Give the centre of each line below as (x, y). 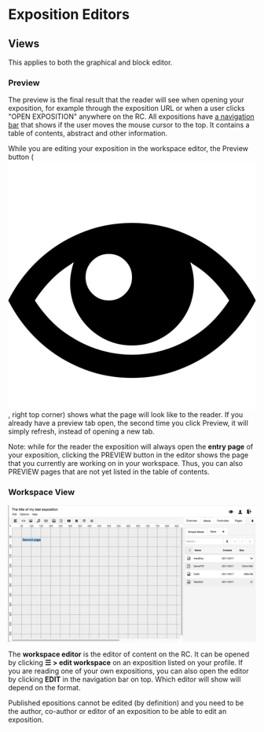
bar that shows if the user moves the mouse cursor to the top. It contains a (129, 125)
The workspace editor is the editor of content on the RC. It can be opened (129, 654)
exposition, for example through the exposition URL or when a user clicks (126, 109)
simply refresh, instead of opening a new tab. (81, 431)
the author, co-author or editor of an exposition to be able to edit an (117, 712)
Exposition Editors (69, 15)
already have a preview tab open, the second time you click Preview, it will (128, 423)
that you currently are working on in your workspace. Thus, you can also (126, 464)
